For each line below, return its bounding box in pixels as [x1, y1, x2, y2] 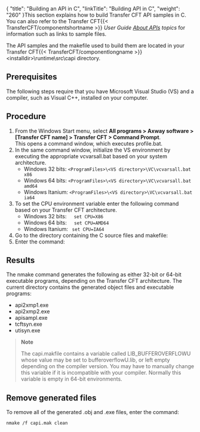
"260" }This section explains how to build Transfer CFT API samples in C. [6, 11, 186, 18]
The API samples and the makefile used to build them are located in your [6, 42, 185, 49]
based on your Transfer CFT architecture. [14, 206, 118, 214]
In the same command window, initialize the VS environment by [14, 146, 171, 153]
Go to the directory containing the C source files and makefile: [14, 232, 168, 239]
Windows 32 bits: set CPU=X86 [23, 212, 103, 220]
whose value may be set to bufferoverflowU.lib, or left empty [20, 356, 170, 363]
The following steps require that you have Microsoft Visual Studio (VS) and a [6, 88, 194, 95]
